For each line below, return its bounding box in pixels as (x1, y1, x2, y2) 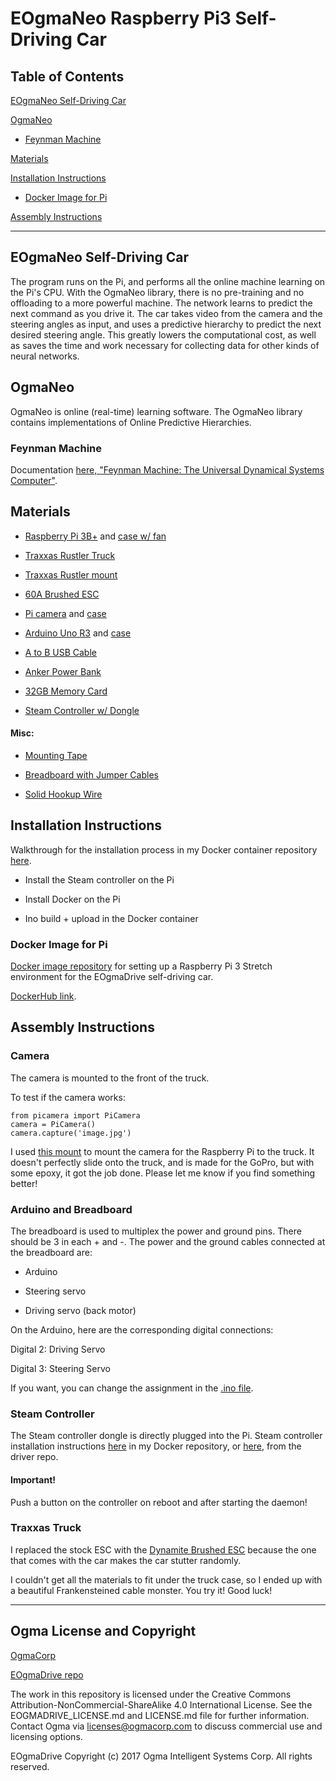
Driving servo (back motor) (24, 1305, 137, 1317)
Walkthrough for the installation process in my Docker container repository (10, 843, 318, 856)
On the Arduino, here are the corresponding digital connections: (10, 1324, 274, 1336)
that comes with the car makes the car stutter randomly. (10, 1554, 242, 1566)
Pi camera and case (24, 607, 107, 619)
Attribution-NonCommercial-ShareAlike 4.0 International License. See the (10, 1698, 313, 1711)
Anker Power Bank (24, 665, 102, 677)
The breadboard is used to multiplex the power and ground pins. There (10, 1225, 302, 1237)
